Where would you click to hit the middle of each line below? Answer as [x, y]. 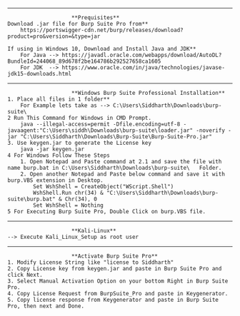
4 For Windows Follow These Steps [59, 156]
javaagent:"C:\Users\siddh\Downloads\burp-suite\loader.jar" [100, 131]
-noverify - [214, 131]
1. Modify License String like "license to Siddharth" [91, 263]
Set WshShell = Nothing [68, 205]
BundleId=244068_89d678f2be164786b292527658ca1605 [84, 61]
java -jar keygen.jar [52, 149]
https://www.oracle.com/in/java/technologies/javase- [143, 68]
